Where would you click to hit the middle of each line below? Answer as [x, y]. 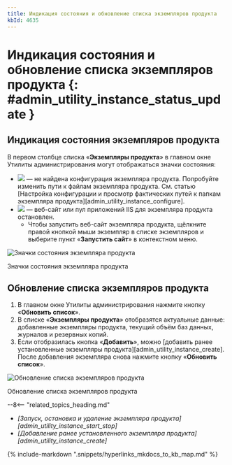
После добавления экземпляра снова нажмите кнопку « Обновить [117, 357]
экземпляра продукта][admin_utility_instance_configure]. [101, 201]
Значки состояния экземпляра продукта [68, 266]
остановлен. [36, 217]
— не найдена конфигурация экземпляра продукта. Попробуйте [122, 178]
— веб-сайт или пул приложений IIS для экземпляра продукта [119, 209]
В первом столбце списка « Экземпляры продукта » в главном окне [109, 157]
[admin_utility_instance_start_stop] [67, 426]
